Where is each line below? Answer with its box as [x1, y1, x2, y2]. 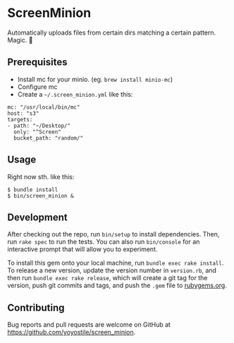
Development [7, 211, 68, 223]
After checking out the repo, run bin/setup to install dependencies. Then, [7, 230, 220, 239]
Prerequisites [7, 56, 68, 68]
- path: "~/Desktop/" [7, 122, 71, 129]
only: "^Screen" [13, 128, 61, 136]
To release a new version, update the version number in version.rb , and [7, 266, 217, 275]
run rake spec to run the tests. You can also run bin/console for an [7, 238, 200, 246]
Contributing [7, 301, 65, 313]
